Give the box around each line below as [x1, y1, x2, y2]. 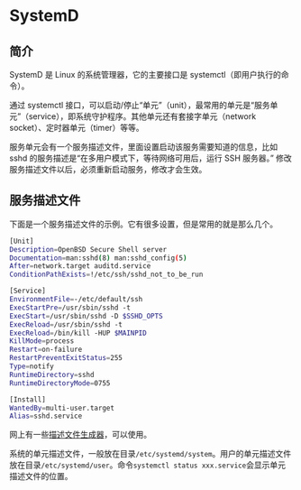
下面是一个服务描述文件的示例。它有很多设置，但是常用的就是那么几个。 [9, 218, 278, 229]
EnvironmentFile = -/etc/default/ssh [9, 295, 143, 304]
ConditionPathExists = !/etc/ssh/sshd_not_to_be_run [9, 270, 204, 280]
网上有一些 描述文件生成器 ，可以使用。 [9, 430, 151, 440]
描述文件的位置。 [9, 471, 73, 482]
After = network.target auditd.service [9, 262, 151, 271]
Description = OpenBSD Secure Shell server [9, 245, 168, 254]
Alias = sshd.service [9, 411, 83, 421]
